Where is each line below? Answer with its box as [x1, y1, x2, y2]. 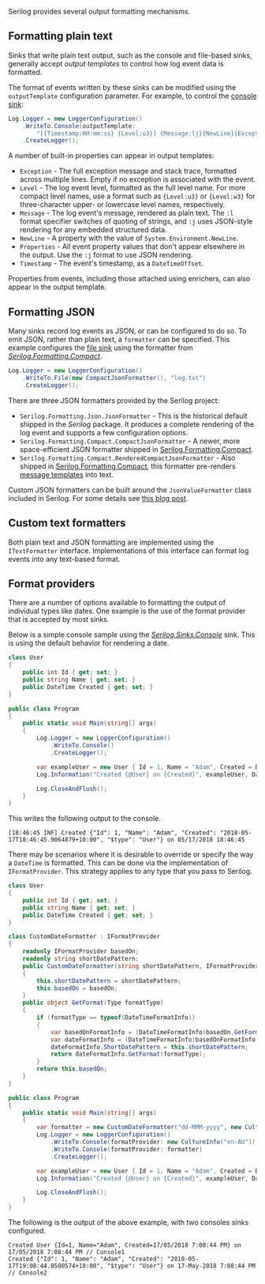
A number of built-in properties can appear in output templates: [8, 151, 215, 160]
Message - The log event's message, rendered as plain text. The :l [19, 209, 234, 218]
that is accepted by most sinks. [8, 615, 110, 624]
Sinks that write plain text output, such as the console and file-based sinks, [8, 51, 252, 60]
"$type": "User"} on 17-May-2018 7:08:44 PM [106, 1262, 256, 1270]
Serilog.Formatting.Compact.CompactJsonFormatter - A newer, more [19, 436, 241, 446]
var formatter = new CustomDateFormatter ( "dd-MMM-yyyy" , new [36, 1124, 242, 1132]
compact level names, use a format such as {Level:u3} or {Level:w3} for [19, 191, 256, 201]
